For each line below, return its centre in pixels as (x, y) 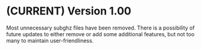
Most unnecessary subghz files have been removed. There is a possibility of (100, 28)
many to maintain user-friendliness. (50, 40)
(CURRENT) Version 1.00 (69, 11)
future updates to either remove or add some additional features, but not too (100, 34)
